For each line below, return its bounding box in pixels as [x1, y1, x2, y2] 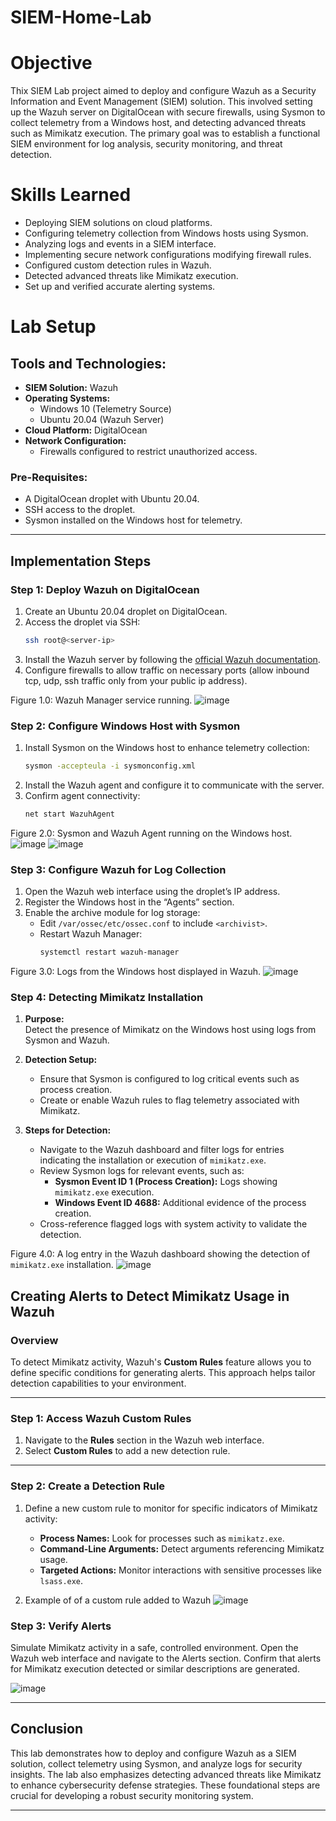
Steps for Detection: [24, 1124, 112, 1136]
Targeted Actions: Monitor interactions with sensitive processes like [39, 1564, 322, 1576]
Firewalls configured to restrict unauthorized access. [39, 446, 258, 458]
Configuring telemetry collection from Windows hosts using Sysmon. [24, 227, 309, 240]
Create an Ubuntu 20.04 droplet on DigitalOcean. [24, 606, 228, 618]
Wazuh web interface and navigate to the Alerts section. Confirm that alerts [10, 1652, 322, 1665]
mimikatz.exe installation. [10, 1259, 114, 1271]
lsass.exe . [39, 1574, 84, 1586]
